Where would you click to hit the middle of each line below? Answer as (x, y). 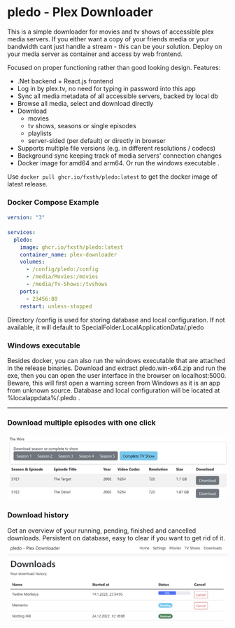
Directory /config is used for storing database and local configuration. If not (116, 320)
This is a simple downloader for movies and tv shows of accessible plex (111, 32)
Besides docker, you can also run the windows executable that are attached (116, 360)
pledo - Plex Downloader (80, 12)
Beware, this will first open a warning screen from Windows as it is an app (114, 383)
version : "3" (26, 218)
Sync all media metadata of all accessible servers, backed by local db (118, 96)
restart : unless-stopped (56, 306)
